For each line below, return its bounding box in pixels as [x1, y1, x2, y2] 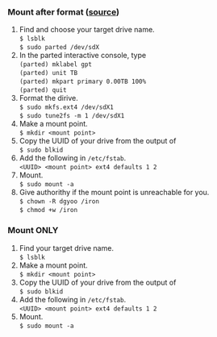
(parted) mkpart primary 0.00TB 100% [19, 77, 147, 86]
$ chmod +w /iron [19, 206, 78, 214]
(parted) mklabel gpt [19, 60, 92, 69]
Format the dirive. [19, 94, 78, 103]
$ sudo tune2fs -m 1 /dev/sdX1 [19, 112, 125, 120]
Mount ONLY [7, 225, 59, 236]
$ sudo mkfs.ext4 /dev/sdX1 [19, 103, 114, 111]
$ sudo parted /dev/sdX [19, 44, 100, 52]
